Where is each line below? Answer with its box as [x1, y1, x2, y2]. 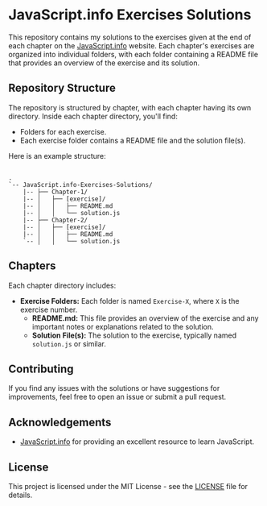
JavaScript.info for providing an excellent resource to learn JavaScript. [19, 437, 255, 446]
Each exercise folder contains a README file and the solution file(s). [19, 135, 246, 145]
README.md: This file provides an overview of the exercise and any [31, 313, 259, 323]
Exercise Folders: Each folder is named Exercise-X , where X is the [19, 296, 240, 305]
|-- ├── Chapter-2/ [23, 216, 88, 224]
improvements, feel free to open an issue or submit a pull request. [8, 392, 227, 402]
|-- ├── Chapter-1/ [23, 188, 88, 196]
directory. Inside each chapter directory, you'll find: [8, 111, 179, 121]
